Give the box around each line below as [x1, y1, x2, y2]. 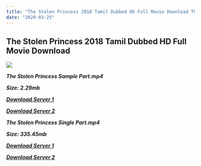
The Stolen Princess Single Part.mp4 [6, 119, 100, 126]
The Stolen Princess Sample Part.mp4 [6, 73, 103, 80]
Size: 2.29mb [6, 84, 40, 91]
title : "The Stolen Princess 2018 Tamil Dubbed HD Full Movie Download [6, 8, 188, 15]
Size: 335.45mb [6, 131, 47, 138]
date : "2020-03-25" [6, 14, 55, 20]
